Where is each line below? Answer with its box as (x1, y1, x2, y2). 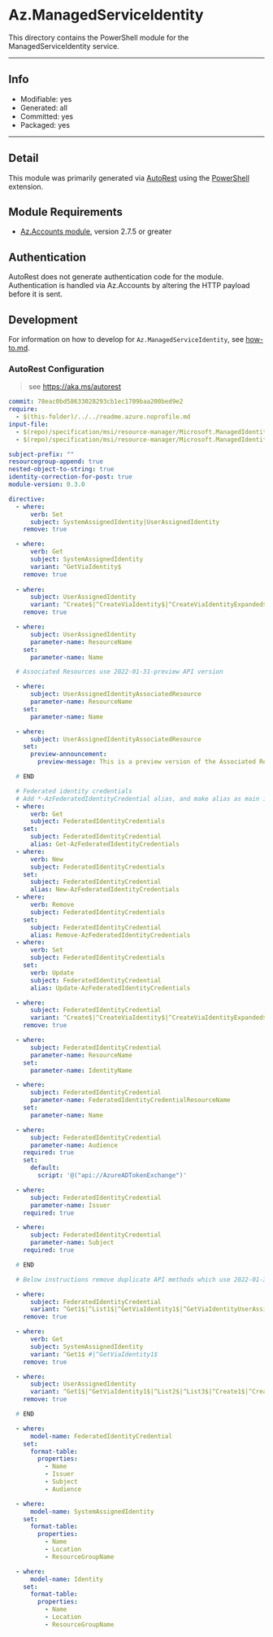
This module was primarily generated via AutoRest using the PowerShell (8, 173, 250, 182)
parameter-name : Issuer (29, 1201, 111, 1210)
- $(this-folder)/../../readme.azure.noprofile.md (15, 413, 191, 421)
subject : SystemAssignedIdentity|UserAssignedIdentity (29, 518, 220, 526)
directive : (8, 495, 45, 503)
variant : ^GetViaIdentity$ (29, 562, 122, 571)
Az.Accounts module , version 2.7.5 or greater (19, 226, 172, 237)
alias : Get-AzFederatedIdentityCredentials (29, 840, 180, 848)
